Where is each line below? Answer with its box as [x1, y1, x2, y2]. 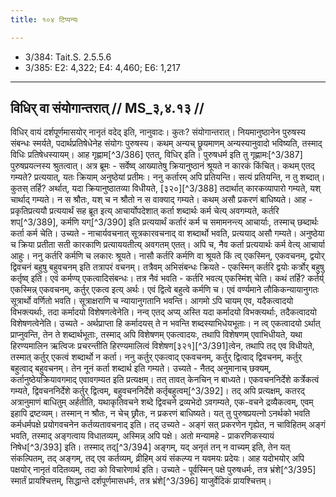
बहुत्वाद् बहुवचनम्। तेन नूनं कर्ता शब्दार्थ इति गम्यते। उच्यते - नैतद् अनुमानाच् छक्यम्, [10, 362, 272, 375]
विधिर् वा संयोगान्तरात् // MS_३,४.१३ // [10, 100, 205, 117]
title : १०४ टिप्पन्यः [10, 14, 79, 25]
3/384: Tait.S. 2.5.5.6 [24, 51, 112, 63]
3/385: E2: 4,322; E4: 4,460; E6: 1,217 [24, 61, 181, 73]
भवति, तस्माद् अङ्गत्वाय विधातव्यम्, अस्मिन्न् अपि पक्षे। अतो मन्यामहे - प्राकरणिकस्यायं [10, 430, 275, 442]
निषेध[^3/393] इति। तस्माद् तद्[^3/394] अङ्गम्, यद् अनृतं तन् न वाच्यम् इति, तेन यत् [10, 441, 291, 453]
